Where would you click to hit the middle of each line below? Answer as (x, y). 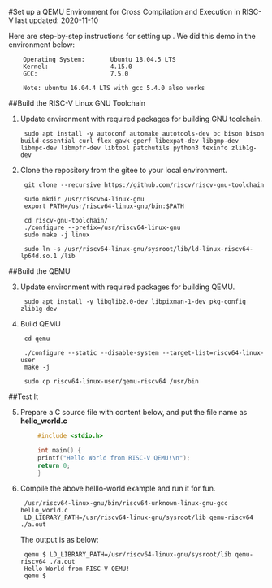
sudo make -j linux (57, 235)
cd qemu (37, 339)
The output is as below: (59, 540)
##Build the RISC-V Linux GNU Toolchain (77, 103)
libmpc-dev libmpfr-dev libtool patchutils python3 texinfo (124, 148)
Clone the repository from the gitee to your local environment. (123, 170)
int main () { (60, 450)
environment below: (42, 45)
